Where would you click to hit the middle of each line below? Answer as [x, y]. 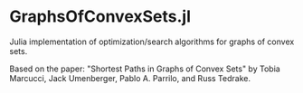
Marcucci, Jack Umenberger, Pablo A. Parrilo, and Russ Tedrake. [130, 78]
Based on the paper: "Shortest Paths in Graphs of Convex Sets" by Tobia [145, 69]
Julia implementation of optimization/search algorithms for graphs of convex [152, 42]
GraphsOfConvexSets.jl [100, 17]
